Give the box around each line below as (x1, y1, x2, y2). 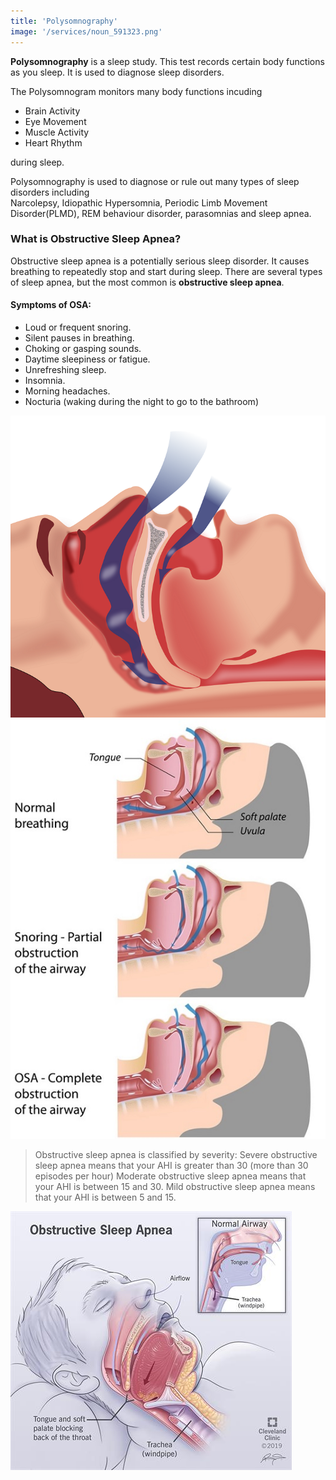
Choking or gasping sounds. (24, 343, 142, 354)
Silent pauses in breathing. (24, 332, 135, 344)
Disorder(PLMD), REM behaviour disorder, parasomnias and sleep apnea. (10, 207, 312, 219)
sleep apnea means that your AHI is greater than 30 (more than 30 (34, 1160, 309, 1172)
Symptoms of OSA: (10, 299, 92, 311)
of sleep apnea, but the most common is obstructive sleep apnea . (10, 276, 285, 288)
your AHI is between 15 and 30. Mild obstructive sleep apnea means (34, 1181, 316, 1193)
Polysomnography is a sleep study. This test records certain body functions (10, 55, 325, 67)
